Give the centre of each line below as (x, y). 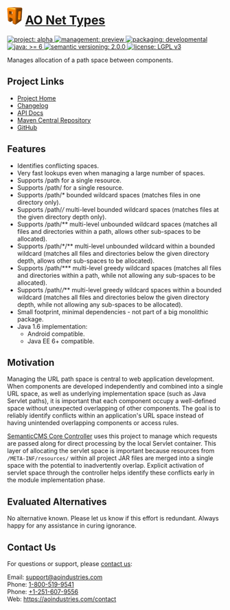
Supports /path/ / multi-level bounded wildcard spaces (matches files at (118, 209)
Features (26, 149)
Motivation (31, 362)
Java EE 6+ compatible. (61, 341)
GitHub (27, 127)
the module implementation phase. (56, 480)
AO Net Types (65, 20)
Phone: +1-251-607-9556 (43, 592)
